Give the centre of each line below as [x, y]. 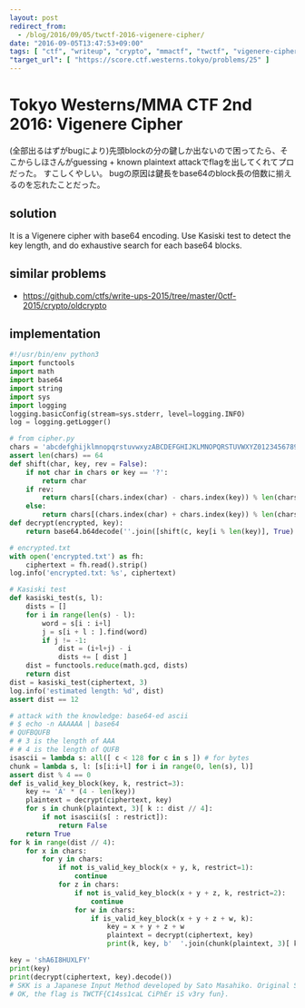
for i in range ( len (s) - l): [81, 615]
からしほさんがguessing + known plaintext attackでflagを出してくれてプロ [156, 162]
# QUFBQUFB [30, 733]
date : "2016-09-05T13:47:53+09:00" [77, 43]
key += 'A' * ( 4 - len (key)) [81, 792]
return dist [48, 674]
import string [36, 388]
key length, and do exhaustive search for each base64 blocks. [126, 245]
